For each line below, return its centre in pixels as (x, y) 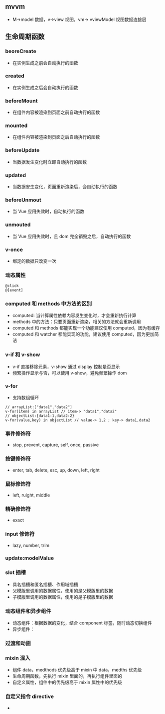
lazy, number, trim (31, 545)
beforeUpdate (22, 150)
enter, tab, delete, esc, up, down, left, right (56, 470)
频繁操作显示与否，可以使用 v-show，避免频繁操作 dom (70, 372)
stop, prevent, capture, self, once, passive (55, 445)
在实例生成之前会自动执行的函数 (45, 62)
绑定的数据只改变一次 (34, 261)
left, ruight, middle (31, 495)
